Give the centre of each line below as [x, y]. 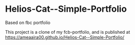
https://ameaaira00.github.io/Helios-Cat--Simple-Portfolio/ [65, 37]
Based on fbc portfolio [28, 22]
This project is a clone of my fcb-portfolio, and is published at [68, 32]
